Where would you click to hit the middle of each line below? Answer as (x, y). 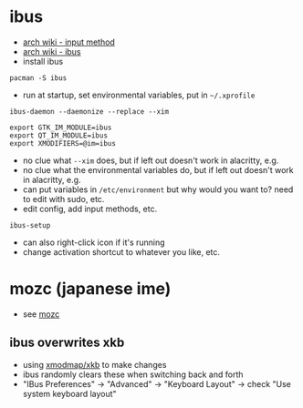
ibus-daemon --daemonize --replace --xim (89, 111)
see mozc (41, 314)
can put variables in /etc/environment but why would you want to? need (158, 189)
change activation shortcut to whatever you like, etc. (121, 251)
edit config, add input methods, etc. (90, 209)
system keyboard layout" (69, 393)
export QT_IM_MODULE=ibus (58, 135)
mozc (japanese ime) (90, 289)
